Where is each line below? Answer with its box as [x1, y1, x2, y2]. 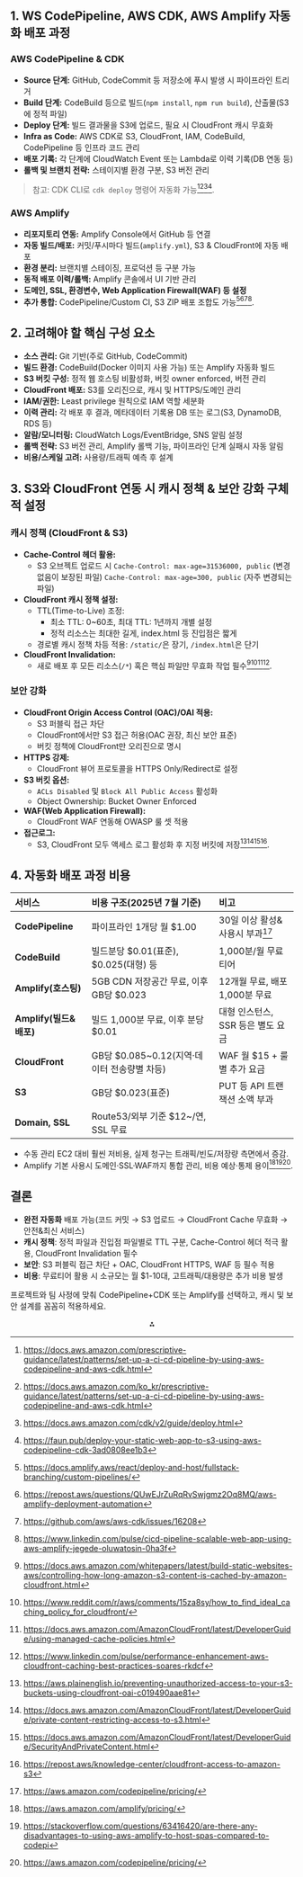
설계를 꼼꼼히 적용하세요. [19, 1300, 107, 1311]
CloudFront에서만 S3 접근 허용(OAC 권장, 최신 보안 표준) [36, 729, 237, 740]
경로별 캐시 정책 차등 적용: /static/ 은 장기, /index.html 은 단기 [36, 639, 260, 649]
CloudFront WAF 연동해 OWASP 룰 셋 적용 [36, 816, 189, 827]
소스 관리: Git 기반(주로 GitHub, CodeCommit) [22, 351, 188, 362]
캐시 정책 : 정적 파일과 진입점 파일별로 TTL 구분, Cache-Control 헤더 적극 [22, 1237, 280, 1247]
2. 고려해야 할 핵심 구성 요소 [10, 325, 156, 340]
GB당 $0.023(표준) [91, 1086, 170, 1099]
